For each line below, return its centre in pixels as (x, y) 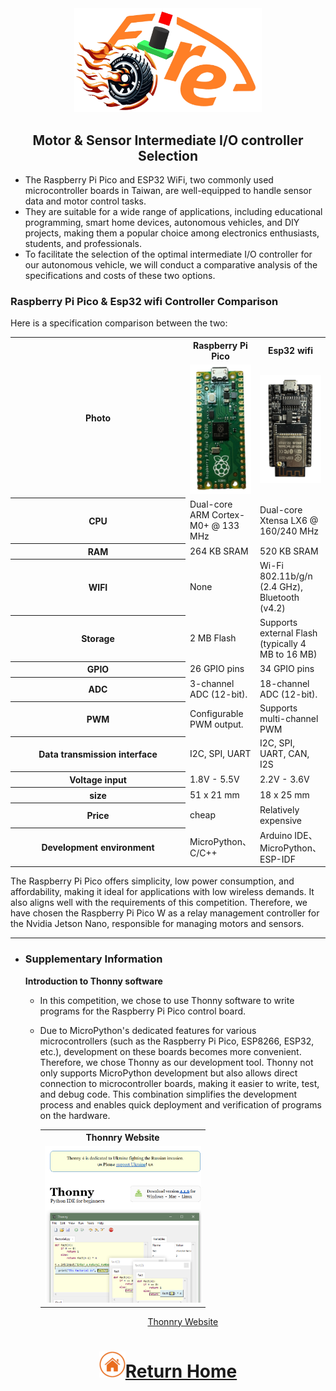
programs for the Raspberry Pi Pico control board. (143, 1011)
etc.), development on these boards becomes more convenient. (170, 1051)
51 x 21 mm (214, 795)
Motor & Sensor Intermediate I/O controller (168, 140)
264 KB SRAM (219, 551)
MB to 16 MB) (288, 654)
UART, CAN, (284, 754)
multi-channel (289, 719)
